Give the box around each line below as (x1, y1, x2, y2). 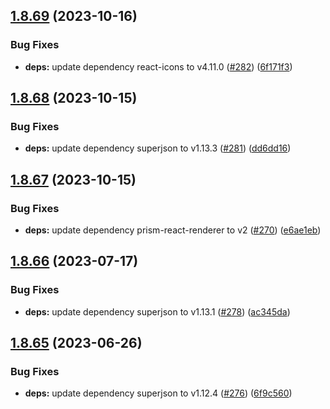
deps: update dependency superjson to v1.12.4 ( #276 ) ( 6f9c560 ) (24, 387, 293, 399)
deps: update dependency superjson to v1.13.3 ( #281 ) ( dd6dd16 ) (24, 142, 292, 154)
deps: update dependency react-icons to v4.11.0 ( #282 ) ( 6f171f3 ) (24, 60, 293, 73)
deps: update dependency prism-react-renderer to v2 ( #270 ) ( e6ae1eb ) (24, 224, 322, 236)
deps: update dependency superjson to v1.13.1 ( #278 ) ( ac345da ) (24, 305, 291, 318)
